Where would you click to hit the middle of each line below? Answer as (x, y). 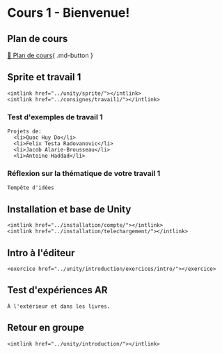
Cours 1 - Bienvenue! (69, 13)
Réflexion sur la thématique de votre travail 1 (84, 174)
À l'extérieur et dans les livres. (59, 306)
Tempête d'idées (31, 188)
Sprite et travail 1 (44, 77)
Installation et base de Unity (69, 209)
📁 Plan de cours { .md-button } (50, 55)
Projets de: (24, 132)
